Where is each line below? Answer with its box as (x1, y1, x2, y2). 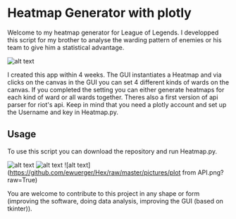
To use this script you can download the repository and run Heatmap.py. (7, 146, 217, 156)
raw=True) (7, 175, 38, 184)
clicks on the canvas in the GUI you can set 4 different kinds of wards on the (7, 77, 230, 86)
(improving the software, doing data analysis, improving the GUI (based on (7, 196, 224, 205)
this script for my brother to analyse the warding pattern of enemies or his (7, 35, 222, 44)
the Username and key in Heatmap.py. (7, 108, 118, 116)
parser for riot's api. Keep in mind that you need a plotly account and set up (7, 100, 227, 108)
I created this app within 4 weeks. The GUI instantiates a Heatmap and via (7, 70, 222, 79)
